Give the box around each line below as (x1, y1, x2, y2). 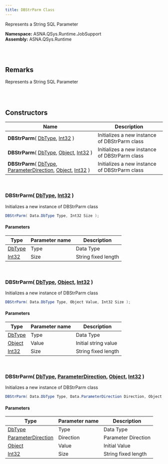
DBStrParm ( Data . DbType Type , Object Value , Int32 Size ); (5, 299, 131, 304)
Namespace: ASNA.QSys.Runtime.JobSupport (5, 31, 101, 37)
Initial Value (103, 442, 131, 449)
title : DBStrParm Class (5, 7, 55, 13)
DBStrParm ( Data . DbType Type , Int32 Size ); (5, 213, 99, 218)
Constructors (5, 108, 48, 117)
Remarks (5, 66, 34, 74)
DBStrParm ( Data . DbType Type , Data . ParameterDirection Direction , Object (5, 394, 162, 399)
